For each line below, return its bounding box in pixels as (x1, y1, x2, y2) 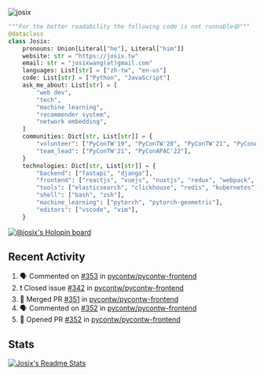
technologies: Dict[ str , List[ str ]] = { (22, 162, 156, 169)
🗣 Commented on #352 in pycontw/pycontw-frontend (19, 303, 197, 313)
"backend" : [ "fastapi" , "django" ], (36, 169, 153, 177)
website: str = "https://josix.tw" (22, 52, 139, 60)
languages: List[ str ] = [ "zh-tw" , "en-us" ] (22, 67, 167, 75)
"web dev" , (36, 88, 72, 96)
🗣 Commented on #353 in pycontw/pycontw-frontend (19, 272, 197, 281)
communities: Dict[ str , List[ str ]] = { (22, 132, 153, 141)
